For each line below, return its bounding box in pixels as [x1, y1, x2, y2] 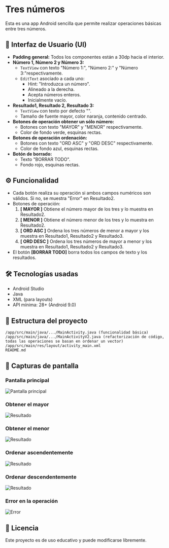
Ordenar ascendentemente [5, 449, 74, 456]
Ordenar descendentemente [5, 473, 77, 480]
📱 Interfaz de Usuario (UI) [5, 41, 87, 49]
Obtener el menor [5, 425, 50, 432]
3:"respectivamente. [20, 70, 63, 76]
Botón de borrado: [12, 151, 52, 157]
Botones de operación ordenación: [12, 134, 87, 140]
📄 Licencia [5, 524, 39, 532]
